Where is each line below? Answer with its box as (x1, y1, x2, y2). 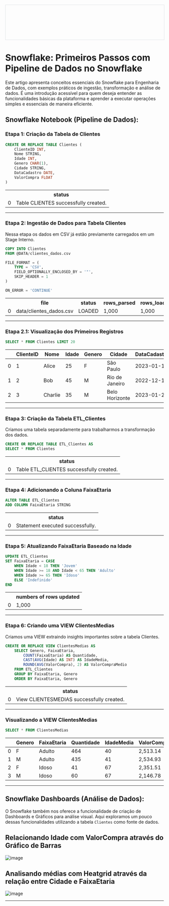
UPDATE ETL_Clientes (5, 554, 49, 559)
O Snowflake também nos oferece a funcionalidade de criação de (5, 808, 141, 814)
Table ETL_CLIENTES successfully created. (16, 466, 118, 473)
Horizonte (107, 394, 131, 401)
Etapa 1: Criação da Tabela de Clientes (5, 131, 101, 138)
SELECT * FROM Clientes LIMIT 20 (5, 340, 75, 345)
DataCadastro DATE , (14, 170, 55, 175)
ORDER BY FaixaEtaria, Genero (14, 676, 78, 681)
